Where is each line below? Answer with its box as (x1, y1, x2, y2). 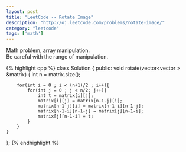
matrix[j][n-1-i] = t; (37, 114, 94, 119)
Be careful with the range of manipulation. (6, 53, 109, 60)
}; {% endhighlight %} (6, 140, 60, 147)
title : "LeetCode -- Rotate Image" (6, 14, 94, 20)
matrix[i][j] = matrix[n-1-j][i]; (37, 98, 123, 104)
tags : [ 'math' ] (6, 31, 44, 37)
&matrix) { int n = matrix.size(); (6, 71, 81, 78)
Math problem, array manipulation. (6, 47, 90, 54)
